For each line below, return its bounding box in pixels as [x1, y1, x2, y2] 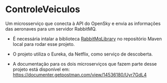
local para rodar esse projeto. [12, 41, 75, 47]
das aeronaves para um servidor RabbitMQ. [5, 25, 97, 32]
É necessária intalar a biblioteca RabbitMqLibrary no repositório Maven [12, 36, 162, 42]
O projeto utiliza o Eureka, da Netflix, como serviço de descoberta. [12, 51, 153, 57]
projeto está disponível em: [12, 66, 70, 72]
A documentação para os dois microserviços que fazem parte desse [12, 61, 157, 67]
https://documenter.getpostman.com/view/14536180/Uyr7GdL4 [12, 71, 147, 77]
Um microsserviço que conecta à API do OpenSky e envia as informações [5, 20, 161, 26]
